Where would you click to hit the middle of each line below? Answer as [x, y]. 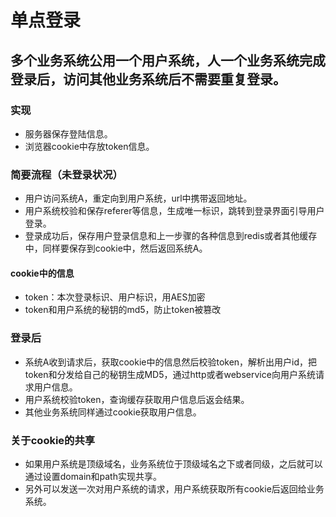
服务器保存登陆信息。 [68, 133]
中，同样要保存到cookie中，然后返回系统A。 [116, 248]
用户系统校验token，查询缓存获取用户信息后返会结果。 [137, 399]
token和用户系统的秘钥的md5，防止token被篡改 [123, 310]
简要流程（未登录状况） [66, 174]
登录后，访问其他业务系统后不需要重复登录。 [148, 79]
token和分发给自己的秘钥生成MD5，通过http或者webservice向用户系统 [170, 374]
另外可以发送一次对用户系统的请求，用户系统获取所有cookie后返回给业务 [174, 488]
